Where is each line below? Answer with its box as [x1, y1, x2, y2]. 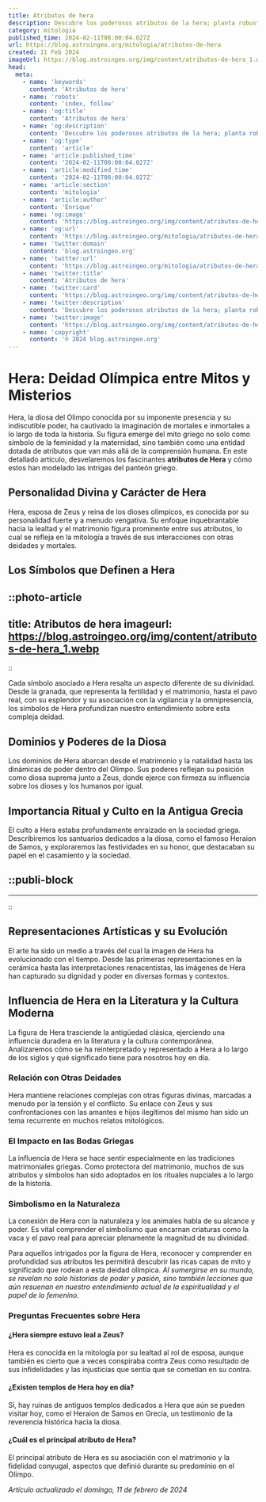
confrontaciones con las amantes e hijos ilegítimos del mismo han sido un [8, 1107, 249, 1116]
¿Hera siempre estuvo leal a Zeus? [8, 1329, 124, 1339]
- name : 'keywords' [22, 78, 87, 86]
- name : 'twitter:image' [22, 314, 104, 321]
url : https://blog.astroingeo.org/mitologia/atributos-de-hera [8, 41, 222, 49]
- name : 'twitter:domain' [22, 240, 108, 248]
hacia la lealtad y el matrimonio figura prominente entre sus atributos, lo [8, 523, 243, 533]
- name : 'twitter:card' [22, 284, 101, 292]
